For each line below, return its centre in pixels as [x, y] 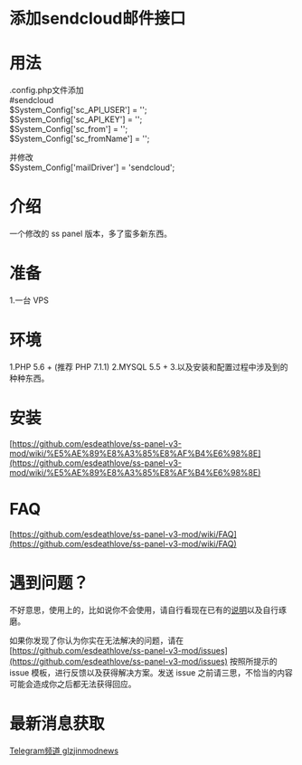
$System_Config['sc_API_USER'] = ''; [78, 110]
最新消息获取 [57, 723]
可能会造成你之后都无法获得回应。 [73, 684]
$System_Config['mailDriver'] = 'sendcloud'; [92, 167]
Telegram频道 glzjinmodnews [64, 751]
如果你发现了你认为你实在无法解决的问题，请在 [96, 640]
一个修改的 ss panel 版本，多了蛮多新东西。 [90, 234]
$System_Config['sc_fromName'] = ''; [80, 139]
